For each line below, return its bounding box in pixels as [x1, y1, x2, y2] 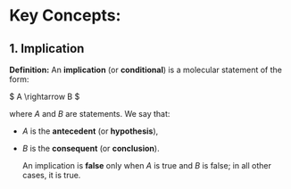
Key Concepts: [9, 5, 121, 26]
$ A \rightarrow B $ [9, 91, 80, 102]
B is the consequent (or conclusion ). [21, 144, 160, 153]
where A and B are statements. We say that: [9, 109, 170, 119]
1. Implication [9, 41, 85, 56]
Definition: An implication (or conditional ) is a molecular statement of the [9, 64, 283, 75]
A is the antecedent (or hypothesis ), [21, 126, 159, 136]
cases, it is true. [21, 170, 81, 180]
